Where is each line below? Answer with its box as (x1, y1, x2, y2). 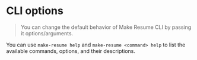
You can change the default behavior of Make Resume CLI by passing (20, 24, 192, 31)
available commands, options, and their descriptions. (6, 47, 135, 54)
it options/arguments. (20, 29, 74, 36)
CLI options (6, 4, 63, 18)
